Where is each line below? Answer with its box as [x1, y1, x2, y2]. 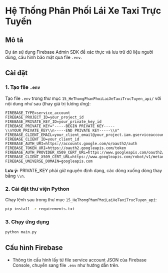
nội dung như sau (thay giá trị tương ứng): [5, 100, 91, 106]
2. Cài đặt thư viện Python [5, 185, 69, 192]
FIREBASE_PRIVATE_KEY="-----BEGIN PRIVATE [5, 123, 95, 128]
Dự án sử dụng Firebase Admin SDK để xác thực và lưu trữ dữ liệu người [5, 49, 153, 55]
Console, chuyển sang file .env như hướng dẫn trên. [12, 262, 119, 268]
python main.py [5, 230, 37, 235]
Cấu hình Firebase [5, 243, 63, 252]
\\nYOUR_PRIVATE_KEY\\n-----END [5, 128, 72, 133]
